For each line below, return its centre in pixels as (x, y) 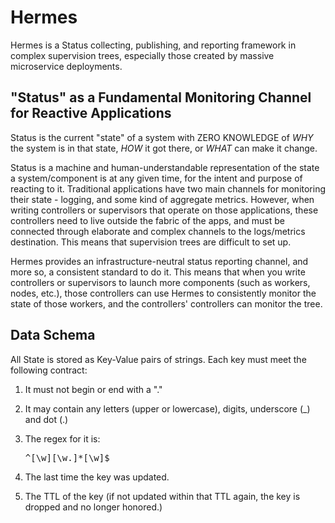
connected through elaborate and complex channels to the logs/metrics (158, 231)
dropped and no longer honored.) (93, 507)
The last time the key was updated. (97, 477)
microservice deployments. (66, 66)
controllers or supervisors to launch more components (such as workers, (160, 282)
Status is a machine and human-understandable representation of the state (165, 167)
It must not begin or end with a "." (93, 389)
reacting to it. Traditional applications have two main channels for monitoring (168, 188)
